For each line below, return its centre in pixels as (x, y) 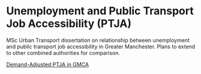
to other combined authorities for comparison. (63, 53)
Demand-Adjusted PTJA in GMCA (47, 64)
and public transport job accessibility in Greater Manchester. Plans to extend (101, 47)
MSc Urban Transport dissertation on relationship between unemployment (98, 40)
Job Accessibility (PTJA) (69, 24)
